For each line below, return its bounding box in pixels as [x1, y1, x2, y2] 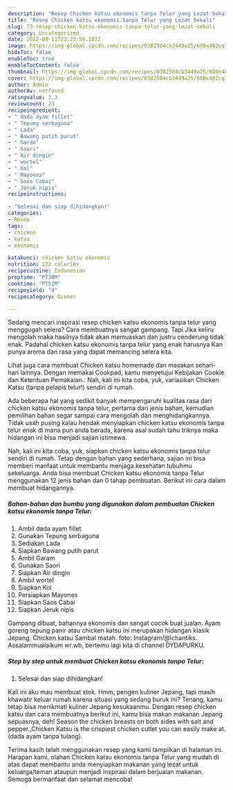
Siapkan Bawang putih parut [17, 547, 99, 555]
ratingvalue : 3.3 [8, 94, 58, 101]
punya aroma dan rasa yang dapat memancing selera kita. [8, 347, 174, 356]
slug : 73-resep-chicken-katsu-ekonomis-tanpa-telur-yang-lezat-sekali [8, 23, 216, 30]
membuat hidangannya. [8, 483, 75, 492]
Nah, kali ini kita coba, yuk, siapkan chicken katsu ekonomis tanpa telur [8, 447, 211, 455]
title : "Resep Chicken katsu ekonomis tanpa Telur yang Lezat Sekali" [8, 17, 216, 24]
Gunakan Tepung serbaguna [17, 532, 100, 540]
